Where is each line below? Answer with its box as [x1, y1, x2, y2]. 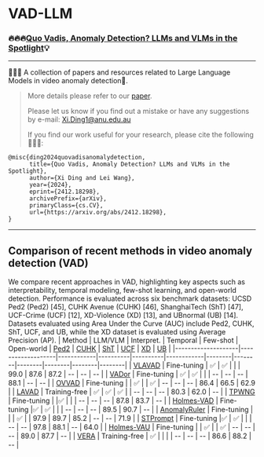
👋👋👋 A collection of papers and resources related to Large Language [8, 68, 231, 77]
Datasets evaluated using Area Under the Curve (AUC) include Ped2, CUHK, [8, 319, 255, 328]
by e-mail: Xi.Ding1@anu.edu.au [27, 115, 131, 124]
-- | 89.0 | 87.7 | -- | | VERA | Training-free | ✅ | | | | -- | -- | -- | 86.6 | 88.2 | [8, 431, 251, 441]
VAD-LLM [8, 5, 73, 23]
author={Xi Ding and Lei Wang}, [28, 174, 135, 182]
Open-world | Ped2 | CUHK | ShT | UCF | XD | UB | [8, 344, 171, 353]
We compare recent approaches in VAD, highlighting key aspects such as [8, 277, 246, 287]
